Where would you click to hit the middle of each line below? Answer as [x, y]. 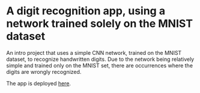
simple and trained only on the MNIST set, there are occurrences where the [100, 65]
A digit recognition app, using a [86, 11]
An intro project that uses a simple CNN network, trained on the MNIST [94, 52]
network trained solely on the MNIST [100, 24]
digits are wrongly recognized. [44, 72]
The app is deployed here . [38, 83]
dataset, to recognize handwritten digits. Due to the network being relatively [100, 59]
